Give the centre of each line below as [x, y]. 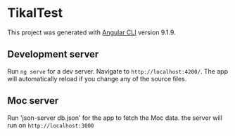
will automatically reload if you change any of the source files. [97, 79]
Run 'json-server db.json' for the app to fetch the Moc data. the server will [115, 118]
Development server [53, 54]
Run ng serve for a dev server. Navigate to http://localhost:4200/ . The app [118, 71]
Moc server [33, 101]
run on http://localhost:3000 [51, 125]
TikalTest [35, 13]
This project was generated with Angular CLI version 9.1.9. [91, 32]
